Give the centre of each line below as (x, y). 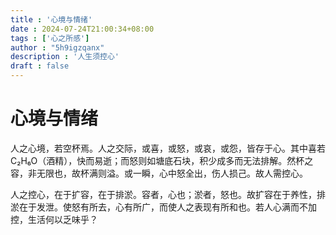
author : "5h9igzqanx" (57, 47)
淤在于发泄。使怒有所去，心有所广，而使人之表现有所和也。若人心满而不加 (163, 207)
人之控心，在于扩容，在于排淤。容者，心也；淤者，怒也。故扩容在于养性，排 (168, 194)
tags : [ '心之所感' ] (50, 38)
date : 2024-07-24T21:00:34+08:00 (82, 29)
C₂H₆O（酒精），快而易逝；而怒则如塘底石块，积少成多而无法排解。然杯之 (162, 160)
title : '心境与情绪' (51, 19)
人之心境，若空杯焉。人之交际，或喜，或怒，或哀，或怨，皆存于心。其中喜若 (168, 148)
